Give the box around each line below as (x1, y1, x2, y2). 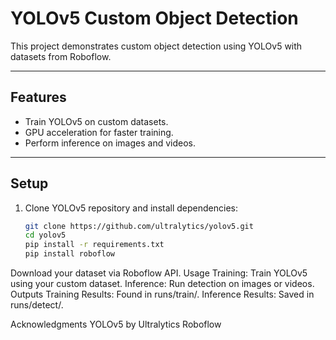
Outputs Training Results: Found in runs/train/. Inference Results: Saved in (10, 288, 315, 301)
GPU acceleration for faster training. (24, 126, 174, 138)
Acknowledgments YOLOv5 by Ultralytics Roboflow (10, 318, 222, 331)
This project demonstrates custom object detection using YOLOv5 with (10, 40, 303, 52)
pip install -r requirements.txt (24, 240, 165, 250)
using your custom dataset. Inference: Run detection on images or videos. (10, 278, 315, 290)
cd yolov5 (24, 230, 67, 241)
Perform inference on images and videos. (24, 137, 196, 149)
